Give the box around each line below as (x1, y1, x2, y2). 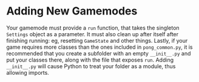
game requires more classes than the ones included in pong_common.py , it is (6, 43, 193, 51)
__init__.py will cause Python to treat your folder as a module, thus (6, 62, 176, 70)
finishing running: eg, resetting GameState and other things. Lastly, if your (6, 37, 188, 44)
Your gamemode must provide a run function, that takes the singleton (6, 24, 180, 31)
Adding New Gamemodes (6, 4, 138, 18)
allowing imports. (6, 69, 50, 76)
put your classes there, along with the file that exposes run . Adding (6, 56, 174, 63)
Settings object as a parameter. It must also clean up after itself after (6, 30, 179, 37)
